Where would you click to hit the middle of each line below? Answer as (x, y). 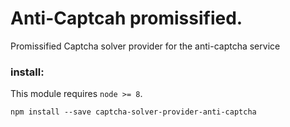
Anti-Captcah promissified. (126, 18)
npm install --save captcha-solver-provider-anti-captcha (133, 112)
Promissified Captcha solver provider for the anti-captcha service (145, 46)
